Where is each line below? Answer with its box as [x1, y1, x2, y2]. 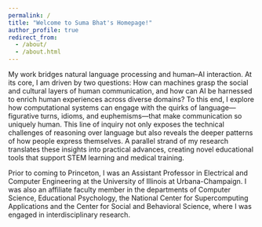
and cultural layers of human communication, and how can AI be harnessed [8, 86, 253, 95]
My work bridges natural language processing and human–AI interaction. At [8, 70, 253, 79]
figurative [8, 112, 39, 120]
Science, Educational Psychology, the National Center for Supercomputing [8, 193, 249, 203]
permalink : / [8, 11, 51, 20]
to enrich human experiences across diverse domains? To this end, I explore [8, 95, 255, 104]
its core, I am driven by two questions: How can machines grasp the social [8, 78, 249, 87]
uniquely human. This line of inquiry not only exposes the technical [8, 119, 225, 129]
